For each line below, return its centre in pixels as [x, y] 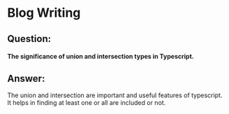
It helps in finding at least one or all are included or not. [87, 102]
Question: [29, 39]
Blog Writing [44, 13]
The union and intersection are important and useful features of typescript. [115, 95]
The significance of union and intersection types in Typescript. [101, 57]
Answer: [26, 78]
